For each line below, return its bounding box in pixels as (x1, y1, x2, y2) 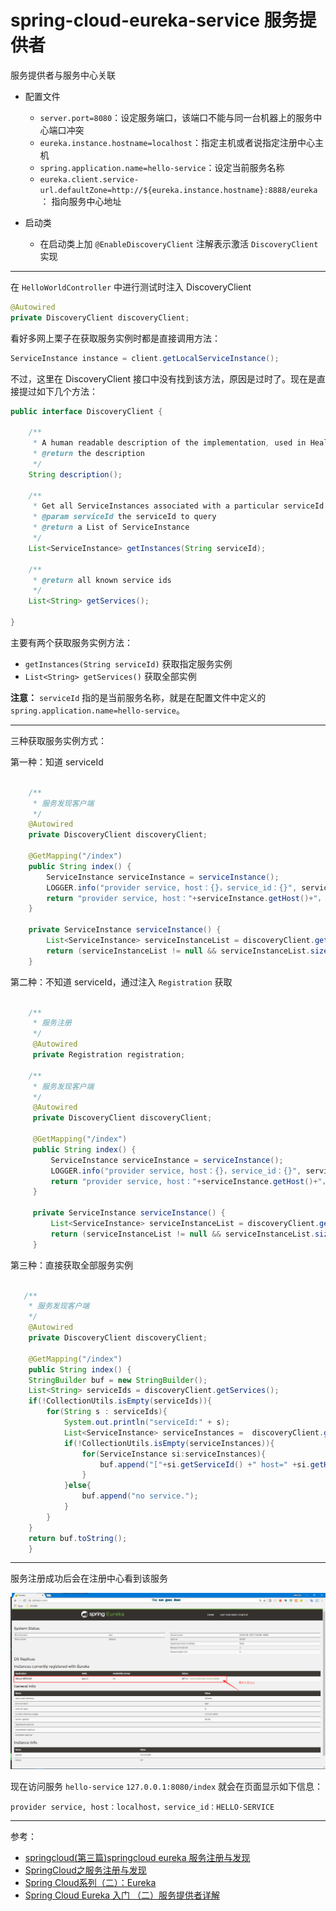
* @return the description (32, 449, 145, 459)
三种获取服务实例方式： (10, 734, 107, 746)
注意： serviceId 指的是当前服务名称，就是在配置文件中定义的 (10, 691, 267, 703)
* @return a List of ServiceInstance (32, 522, 190, 533)
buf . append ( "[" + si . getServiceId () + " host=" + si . (99, 1459, 311, 1470)
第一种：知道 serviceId (10, 756, 104, 768)
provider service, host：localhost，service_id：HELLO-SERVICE (10, 1802, 275, 1813)
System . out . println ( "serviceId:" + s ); (63, 1417, 230, 1428)
